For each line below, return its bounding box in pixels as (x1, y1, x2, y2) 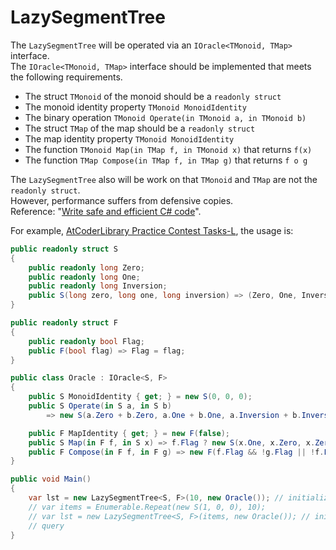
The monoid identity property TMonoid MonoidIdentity (24, 101, 247, 113)
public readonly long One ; (28, 272, 141, 282)
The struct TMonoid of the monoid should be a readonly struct (24, 90, 282, 102)
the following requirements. (10, 71, 123, 83)
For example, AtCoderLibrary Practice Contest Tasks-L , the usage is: (10, 224, 294, 236)
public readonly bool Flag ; (28, 336, 145, 346)
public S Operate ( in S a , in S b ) (28, 401, 172, 411)
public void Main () (10, 474, 92, 485)
